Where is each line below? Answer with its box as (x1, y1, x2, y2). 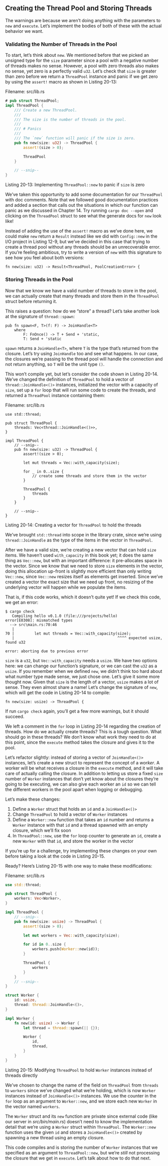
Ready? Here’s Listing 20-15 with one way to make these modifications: (5, 863, 152, 869)
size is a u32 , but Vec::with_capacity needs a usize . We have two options (5, 657, 157, 663)
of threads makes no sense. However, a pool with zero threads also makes (5, 63, 159, 69)
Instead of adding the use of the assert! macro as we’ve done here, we (5, 228, 153, 234)
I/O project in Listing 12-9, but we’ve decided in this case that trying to (5, 239, 150, 245)
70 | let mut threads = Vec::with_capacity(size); (5, 631, 131, 636)
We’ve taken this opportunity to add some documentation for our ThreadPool (5, 191, 163, 198)
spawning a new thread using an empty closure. (5, 1134, 105, 1140)
